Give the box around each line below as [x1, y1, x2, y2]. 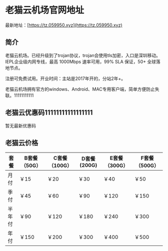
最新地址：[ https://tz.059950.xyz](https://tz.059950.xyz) [5, 22, 122, 28]
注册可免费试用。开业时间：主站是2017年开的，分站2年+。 [5, 75, 126, 81]
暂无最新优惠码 [5, 122, 36, 128]
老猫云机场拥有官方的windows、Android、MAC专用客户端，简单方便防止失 [5, 86, 159, 92]
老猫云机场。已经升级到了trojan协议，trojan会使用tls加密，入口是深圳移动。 [5, 52, 161, 58]
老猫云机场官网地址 [5, 4, 84, 16]
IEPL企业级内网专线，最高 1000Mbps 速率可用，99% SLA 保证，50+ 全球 [5, 58, 156, 64]
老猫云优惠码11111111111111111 [5, 108, 93, 117]
